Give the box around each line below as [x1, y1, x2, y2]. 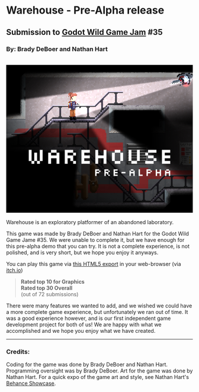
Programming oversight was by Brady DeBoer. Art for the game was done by [6, 367, 193, 374]
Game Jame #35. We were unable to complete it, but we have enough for [6, 236, 185, 243]
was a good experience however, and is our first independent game [6, 315, 171, 322]
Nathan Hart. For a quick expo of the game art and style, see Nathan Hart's [6, 374, 190, 381]
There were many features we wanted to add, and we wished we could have [6, 302, 192, 309]
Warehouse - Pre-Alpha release [6, 4, 165, 17]
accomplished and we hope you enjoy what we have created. [6, 327, 156, 334]
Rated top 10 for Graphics [20, 278, 85, 285]
